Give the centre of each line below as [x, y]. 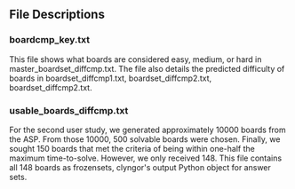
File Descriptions [57, 15]
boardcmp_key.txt [50, 40]
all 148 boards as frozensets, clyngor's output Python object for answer [140, 167]
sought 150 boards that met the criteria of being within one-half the [132, 148]
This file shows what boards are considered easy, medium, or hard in [136, 59]
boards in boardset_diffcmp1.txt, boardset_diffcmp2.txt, [111, 78]
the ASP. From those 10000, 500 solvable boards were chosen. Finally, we [145, 139]
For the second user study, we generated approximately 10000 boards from [147, 130]
